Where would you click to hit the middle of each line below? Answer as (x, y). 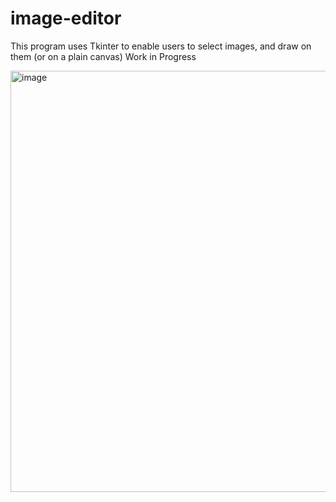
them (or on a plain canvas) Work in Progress (103, 56)
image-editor (66, 18)
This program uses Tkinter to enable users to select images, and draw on (161, 46)
